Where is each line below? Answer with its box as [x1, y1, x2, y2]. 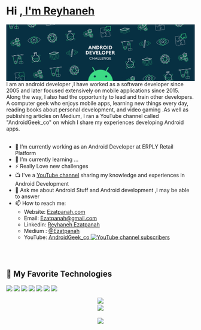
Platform [14, 150, 36, 157]
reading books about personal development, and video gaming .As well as [6, 106, 189, 113]
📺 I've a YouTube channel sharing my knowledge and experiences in [14, 172, 185, 179]
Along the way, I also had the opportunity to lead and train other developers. [6, 93, 194, 101]
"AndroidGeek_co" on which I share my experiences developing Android [6, 119, 184, 126]
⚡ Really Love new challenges [14, 163, 89, 170]
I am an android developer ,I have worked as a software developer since [6, 81, 184, 88]
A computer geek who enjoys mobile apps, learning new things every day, [6, 100, 189, 107]
